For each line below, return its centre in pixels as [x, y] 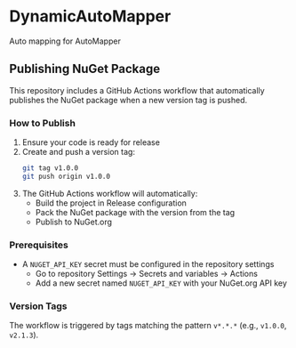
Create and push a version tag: [79, 152]
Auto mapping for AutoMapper [65, 41]
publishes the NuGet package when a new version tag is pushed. [128, 100]
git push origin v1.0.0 [66, 176]
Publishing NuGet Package [85, 69]
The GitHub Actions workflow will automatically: [110, 193]
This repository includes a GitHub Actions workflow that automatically [137, 90]
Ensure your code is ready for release [91, 142]
